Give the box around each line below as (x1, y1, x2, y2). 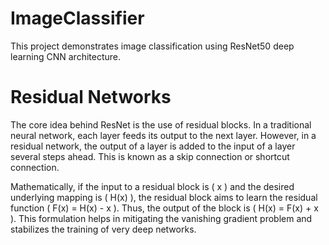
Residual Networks (10, 86, 172, 109)
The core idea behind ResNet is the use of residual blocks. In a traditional (10, 118, 312, 131)
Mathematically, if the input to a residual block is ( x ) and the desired (10, 180, 295, 192)
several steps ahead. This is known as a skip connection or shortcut (10, 150, 290, 162)
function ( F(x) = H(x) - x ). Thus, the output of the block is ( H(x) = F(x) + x (10, 202, 319, 214)
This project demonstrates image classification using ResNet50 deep (10, 40, 295, 52)
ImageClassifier (10, 7, 145, 30)
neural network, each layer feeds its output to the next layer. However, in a (10, 129, 317, 141)
